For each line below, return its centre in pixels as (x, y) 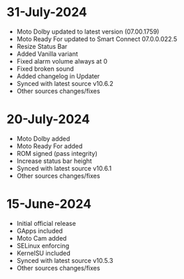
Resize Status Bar (42, 46)
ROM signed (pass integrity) (57, 153)
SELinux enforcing (43, 245)
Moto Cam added (41, 238)
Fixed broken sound (45, 69)
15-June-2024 (49, 204)
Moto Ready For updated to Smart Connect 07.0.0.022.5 (97, 38)
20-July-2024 (48, 119)
